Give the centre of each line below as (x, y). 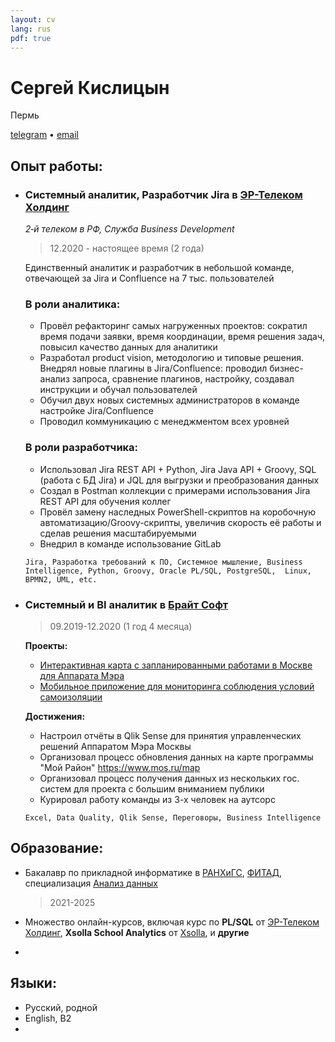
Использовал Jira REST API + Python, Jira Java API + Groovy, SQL (178, 469)
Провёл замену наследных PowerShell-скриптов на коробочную (178, 512)
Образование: (57, 848)
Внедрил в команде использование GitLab (130, 543)
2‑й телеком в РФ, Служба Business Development (129, 229)
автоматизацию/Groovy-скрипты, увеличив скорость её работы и (180, 522)
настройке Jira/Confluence (96, 411)
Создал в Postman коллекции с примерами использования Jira (175, 490)
